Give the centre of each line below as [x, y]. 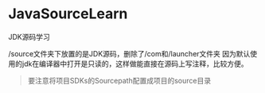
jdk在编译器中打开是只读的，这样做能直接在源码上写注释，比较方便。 [135, 64]
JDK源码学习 [29, 37]
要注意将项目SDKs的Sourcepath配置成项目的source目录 [119, 80]
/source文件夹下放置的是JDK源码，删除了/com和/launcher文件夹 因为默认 [129, 53]
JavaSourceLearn [68, 14]
